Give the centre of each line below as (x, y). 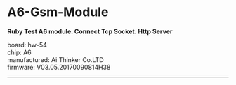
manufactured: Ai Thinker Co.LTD (55, 59)
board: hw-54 (27, 45)
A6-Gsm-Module (58, 12)
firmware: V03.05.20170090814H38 (59, 67)
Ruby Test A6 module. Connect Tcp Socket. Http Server (90, 31)
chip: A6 (19, 52)
